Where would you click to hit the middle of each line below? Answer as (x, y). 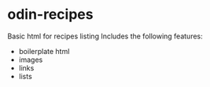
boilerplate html (44, 51)
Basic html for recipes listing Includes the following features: (105, 36)
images (31, 60)
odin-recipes (50, 14)
